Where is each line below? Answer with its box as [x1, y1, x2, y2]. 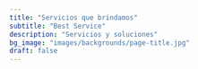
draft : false [9, 47, 58, 56]
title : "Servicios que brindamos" [9, 13, 139, 22]
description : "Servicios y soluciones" [9, 30, 159, 39]
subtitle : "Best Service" [9, 22, 106, 30]
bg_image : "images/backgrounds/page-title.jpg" [9, 38, 191, 47]
